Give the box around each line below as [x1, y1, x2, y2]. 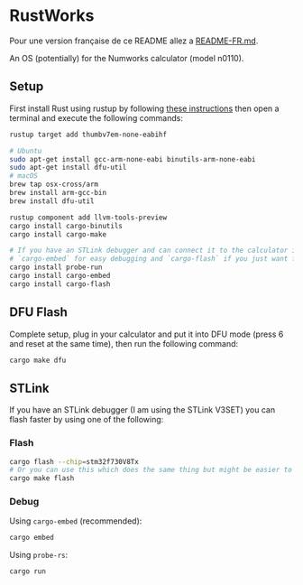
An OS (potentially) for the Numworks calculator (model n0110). [9, 52, 244, 63]
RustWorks [9, 5, 95, 26]
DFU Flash [9, 304, 68, 320]
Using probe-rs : [9, 550, 69, 561]
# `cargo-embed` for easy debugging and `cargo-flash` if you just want [9, 255, 289, 264]
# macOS [9, 172, 39, 181]
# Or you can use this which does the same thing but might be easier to [9, 466, 293, 475]
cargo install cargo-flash [9, 279, 111, 289]
